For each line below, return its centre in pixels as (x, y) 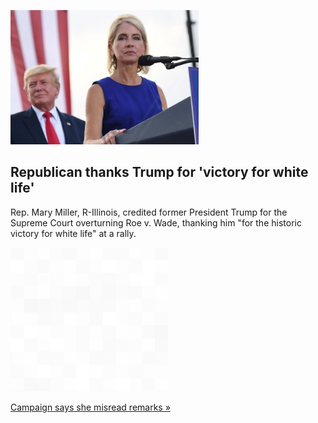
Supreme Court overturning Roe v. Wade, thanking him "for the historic (156, 222)
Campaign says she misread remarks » (90, 407)
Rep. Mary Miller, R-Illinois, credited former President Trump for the (149, 212)
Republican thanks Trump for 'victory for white (159, 172)
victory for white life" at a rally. (73, 233)
